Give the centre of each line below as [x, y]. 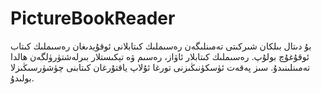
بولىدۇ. [22, 78]
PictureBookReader [93, 18]
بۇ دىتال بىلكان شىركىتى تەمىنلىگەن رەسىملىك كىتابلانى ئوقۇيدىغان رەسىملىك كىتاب [161, 46]
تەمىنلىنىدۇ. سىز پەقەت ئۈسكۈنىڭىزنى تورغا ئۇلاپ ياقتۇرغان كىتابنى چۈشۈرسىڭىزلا [160, 67]
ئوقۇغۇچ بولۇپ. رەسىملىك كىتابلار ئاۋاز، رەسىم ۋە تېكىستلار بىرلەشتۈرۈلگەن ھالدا [160, 56]
